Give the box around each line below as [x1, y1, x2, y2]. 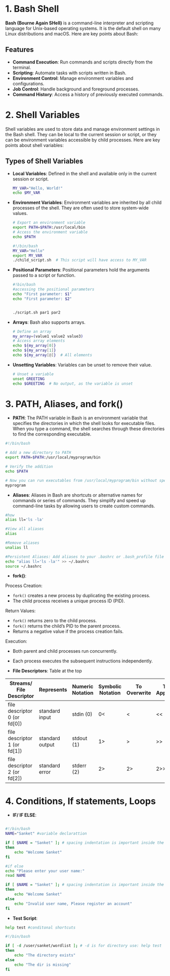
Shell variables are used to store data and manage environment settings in [5, 126, 160, 132]
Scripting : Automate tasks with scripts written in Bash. [12, 70, 126, 76]
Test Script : [12, 915, 38, 921]
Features [5, 45, 34, 54]
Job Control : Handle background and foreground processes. [12, 86, 140, 92]
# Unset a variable [12, 372, 54, 377]
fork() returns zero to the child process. [12, 618, 97, 624]
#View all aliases [5, 527, 44, 532]
